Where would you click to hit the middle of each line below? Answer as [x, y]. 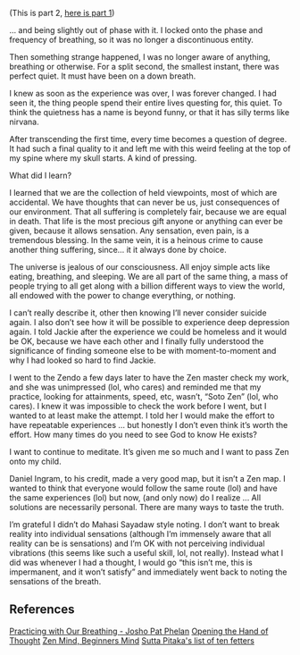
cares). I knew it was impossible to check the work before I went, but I [138, 406]
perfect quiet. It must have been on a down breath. [103, 76]
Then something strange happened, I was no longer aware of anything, [140, 57]
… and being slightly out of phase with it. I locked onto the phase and [136, 30]
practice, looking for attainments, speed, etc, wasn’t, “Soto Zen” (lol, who [144, 396]
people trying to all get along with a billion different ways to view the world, [147, 286]
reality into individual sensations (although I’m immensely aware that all [140, 534]
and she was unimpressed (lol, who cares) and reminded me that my [135, 387]
